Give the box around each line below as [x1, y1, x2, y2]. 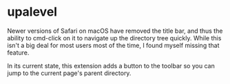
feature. [7, 48, 30, 57]
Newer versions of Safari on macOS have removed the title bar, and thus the [7, 27, 223, 35]
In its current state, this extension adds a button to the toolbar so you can [7, 61, 215, 70]
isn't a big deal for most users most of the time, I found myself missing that [7, 41, 220, 49]
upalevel [7, 4, 57, 20]
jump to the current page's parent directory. [7, 69, 132, 77]
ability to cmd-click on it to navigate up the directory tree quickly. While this [7, 33, 222, 42]
